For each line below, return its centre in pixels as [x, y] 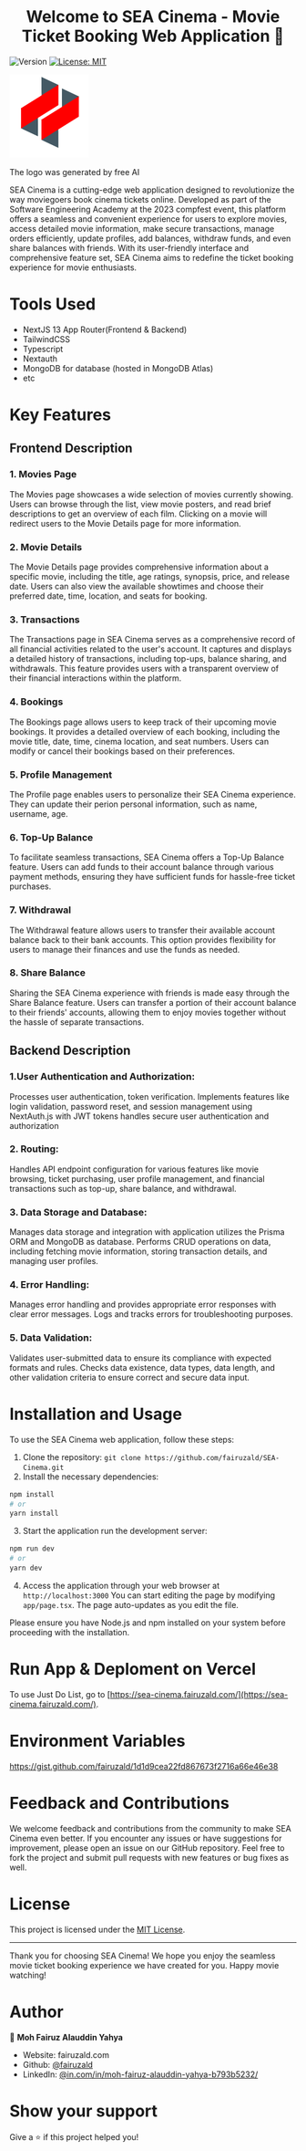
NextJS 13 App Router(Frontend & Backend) [105, 329]
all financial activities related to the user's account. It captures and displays [151, 649]
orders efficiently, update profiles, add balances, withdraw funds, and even [150, 238]
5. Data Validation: [51, 1338]
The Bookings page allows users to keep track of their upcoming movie [143, 722]
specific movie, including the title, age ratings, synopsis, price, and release [149, 577]
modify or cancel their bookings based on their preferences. [122, 751]
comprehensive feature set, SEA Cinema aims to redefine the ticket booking [152, 257]
